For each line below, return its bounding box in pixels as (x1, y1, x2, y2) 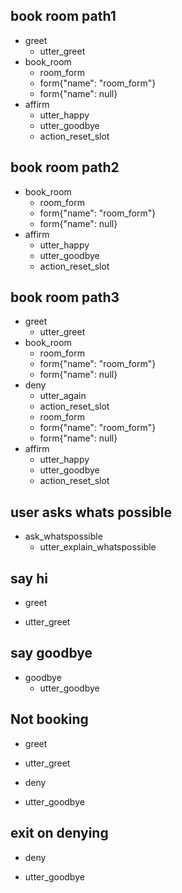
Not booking (10, 711, 89, 728)
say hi (10, 570, 48, 587)
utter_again (39, 390, 87, 402)
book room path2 (10, 159, 120, 176)
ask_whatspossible (24, 530, 103, 543)
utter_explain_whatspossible (39, 541, 157, 553)
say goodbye (10, 645, 93, 662)
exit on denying (10, 825, 109, 842)
